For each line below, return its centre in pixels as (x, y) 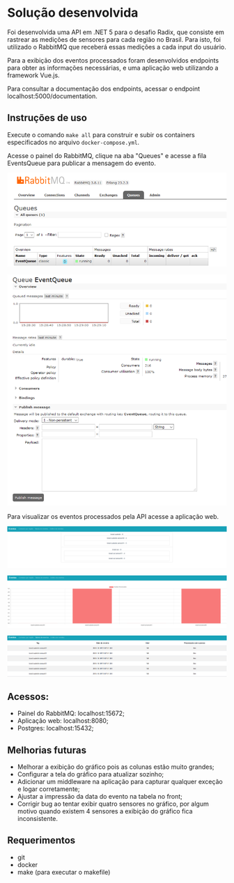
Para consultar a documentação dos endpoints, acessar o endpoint (104, 88)
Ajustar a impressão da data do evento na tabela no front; (100, 797)
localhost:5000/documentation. (52, 96)
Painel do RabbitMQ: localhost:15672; (71, 713)
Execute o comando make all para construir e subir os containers (101, 134)
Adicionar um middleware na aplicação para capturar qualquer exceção (120, 782)
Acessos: (28, 697)
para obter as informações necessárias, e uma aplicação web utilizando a (113, 68)
